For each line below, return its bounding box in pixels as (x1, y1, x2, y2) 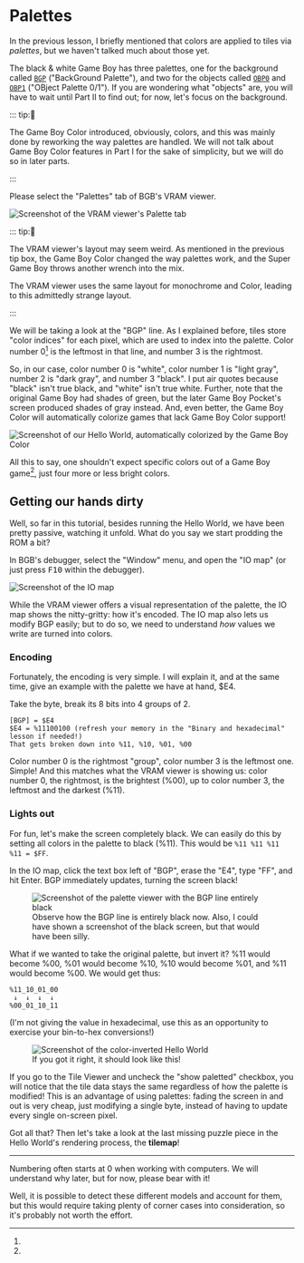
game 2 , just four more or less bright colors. (9, 466, 170, 479)
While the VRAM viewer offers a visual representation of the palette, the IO (9, 599, 288, 610)
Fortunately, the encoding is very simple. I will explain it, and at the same (9, 672, 280, 683)
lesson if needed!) (9, 732, 83, 742)
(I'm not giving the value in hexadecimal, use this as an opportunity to (9, 1016, 269, 1027)
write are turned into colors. (9, 628, 113, 639)
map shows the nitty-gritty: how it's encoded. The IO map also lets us (9, 609, 269, 620)
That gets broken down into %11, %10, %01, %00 (9, 740, 193, 749)
